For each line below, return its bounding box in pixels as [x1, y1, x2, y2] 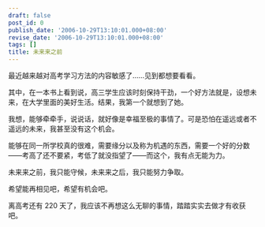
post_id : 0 [8, 19, 44, 27]
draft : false [8, 11, 51, 20]
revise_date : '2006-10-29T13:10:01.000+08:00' [8, 33, 164, 42]
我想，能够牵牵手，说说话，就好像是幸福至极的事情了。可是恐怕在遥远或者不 [8, 114, 257, 123]
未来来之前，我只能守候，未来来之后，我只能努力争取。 [8, 167, 188, 177]
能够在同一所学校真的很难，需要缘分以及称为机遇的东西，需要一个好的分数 [8, 141, 250, 150]
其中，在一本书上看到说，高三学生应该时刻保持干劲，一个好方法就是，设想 [8, 87, 250, 97]
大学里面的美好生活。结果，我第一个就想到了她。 [28, 98, 188, 106]
